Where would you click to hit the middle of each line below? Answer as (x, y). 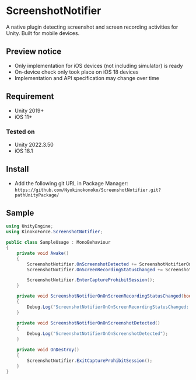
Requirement (30, 97)
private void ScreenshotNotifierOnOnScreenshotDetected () (88, 323)
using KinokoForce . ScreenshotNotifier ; (55, 232)
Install (17, 169)
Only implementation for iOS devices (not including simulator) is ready (99, 65)
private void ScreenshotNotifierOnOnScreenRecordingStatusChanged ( (100, 296)
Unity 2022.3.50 (34, 144)
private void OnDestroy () (48, 350)
